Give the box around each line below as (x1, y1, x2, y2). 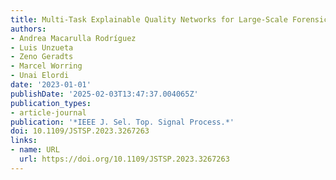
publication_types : (10, 98, 92, 108)
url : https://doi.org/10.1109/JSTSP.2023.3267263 (19, 154, 230, 164)
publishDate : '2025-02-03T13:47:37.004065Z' (10, 89, 199, 99)
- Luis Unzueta (10, 42, 74, 53)
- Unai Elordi (10, 71, 70, 81)
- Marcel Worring (10, 61, 83, 71)
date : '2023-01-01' (10, 80, 92, 90)
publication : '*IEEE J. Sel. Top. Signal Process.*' (10, 117, 235, 127)
